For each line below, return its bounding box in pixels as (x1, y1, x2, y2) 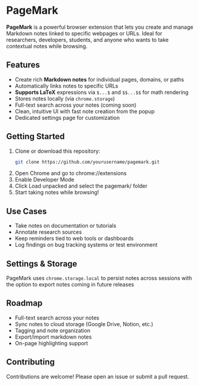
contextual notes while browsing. (6, 43, 88, 50)
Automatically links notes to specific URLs (14, 82, 118, 89)
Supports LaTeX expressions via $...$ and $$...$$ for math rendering (14, 88, 189, 96)
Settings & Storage (6, 258, 78, 269)
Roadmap (6, 298, 43, 309)
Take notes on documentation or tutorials (14, 222, 117, 230)
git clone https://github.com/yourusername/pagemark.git (14, 159, 160, 165)
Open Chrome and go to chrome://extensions (14, 170, 127, 177)
